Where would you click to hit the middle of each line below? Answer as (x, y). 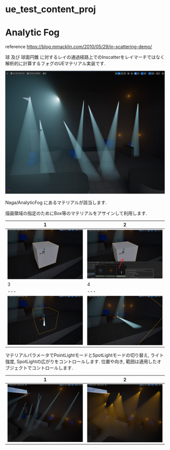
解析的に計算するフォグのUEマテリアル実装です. (55, 63)
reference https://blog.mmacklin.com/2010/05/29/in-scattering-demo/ (79, 47)
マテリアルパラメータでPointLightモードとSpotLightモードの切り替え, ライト (84, 355)
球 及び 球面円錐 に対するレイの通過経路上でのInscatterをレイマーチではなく (85, 57)
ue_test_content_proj (51, 9)
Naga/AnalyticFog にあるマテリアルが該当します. (56, 202)
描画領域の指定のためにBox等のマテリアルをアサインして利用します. (76, 213)
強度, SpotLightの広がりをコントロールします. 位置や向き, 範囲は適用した (81, 362)
